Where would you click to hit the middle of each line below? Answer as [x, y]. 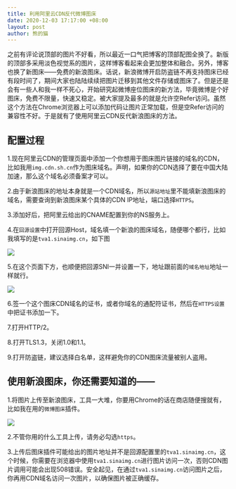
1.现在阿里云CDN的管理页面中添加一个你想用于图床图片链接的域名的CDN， [115, 158]
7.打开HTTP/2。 [30, 327]
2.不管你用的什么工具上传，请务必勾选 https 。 [73, 436]
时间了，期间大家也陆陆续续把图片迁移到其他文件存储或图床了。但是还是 [124, 81]
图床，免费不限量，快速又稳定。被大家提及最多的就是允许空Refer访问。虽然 [117, 99]
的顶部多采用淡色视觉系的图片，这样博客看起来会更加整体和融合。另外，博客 [118, 63]
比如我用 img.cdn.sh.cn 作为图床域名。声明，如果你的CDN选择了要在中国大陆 [118, 167]
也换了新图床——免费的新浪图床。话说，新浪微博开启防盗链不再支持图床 [112, 72]
